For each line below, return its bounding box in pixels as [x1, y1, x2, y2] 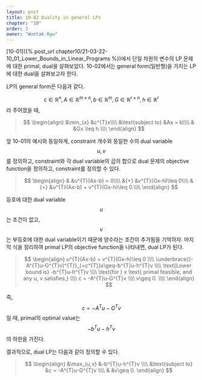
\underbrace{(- [156, 255, 194, 262]
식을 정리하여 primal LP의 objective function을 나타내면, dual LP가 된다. [12, 243, 184, 250]
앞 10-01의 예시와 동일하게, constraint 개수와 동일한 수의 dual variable [6, 137, 173, 145]
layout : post [6, 8, 39, 15]
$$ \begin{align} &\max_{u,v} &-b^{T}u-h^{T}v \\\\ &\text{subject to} [25, 360, 193, 368]
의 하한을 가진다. [6, 335, 45, 343]
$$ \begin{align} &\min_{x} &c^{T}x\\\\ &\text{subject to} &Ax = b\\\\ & [23, 118, 195, 125]
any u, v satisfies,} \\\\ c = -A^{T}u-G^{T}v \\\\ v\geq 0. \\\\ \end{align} [23, 274, 195, 282]
